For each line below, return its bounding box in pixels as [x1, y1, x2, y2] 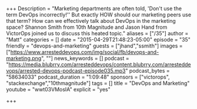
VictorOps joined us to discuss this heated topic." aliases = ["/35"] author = [6, 30, 189, 37]
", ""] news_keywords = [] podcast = [41, 55, 129, 62]
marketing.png [6, 55, 42, 62]
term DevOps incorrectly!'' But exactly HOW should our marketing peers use [6, 11, 192, 18]
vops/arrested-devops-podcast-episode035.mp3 [6, 67, 126, 74]
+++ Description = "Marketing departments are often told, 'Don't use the [6, 5, 182, 12]
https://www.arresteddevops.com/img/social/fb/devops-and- [10, 49, 159, 55]
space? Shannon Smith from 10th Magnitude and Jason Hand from [6, 23, 168, 30]
